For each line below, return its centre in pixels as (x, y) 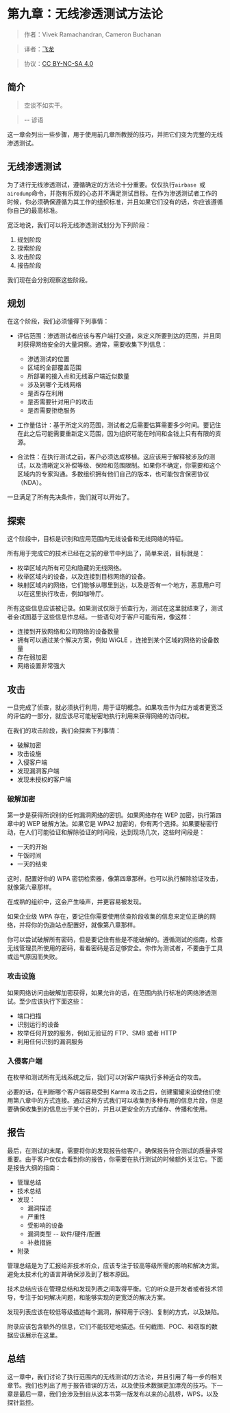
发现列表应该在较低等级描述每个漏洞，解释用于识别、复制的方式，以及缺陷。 (115, 1311)
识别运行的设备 (38, 1024)
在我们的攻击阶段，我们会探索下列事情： (64, 731)
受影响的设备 (45, 1225)
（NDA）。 (31, 483)
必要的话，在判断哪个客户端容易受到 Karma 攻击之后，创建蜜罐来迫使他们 (111, 1092)
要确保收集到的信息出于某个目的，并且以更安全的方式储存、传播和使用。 (109, 1109)
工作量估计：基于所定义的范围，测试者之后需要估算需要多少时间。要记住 (119, 425)
